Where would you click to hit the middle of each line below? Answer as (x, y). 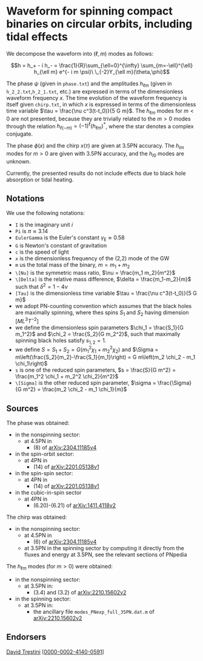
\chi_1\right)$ (31, 364)
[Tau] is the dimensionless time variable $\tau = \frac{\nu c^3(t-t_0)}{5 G (106, 293)
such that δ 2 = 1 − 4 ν (42, 286)
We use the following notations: (45, 213)
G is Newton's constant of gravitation (61, 246)
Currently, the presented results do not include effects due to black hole (96, 173)
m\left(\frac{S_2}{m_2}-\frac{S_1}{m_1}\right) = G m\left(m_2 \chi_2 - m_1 (105, 357)
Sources (22, 408)
